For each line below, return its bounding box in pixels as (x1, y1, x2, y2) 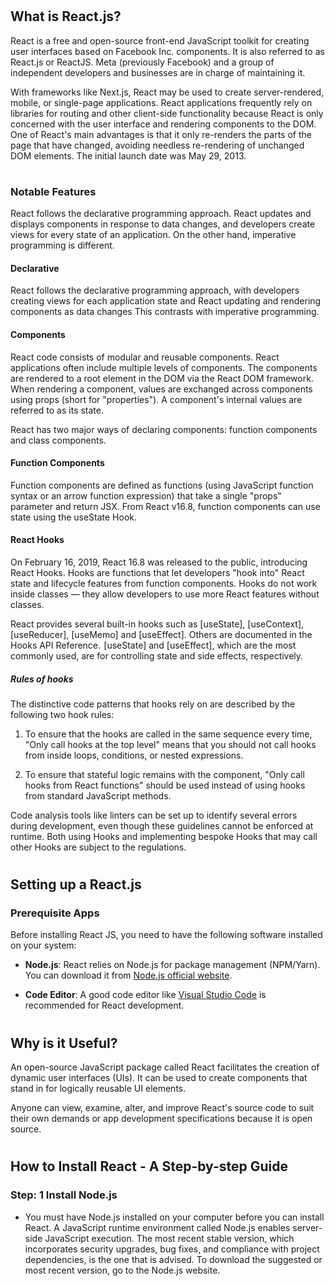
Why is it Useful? (10, 1034, 118, 1052)
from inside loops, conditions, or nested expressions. (24, 749, 244, 761)
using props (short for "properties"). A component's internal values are (10, 393, 303, 405)
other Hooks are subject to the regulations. (10, 841, 187, 853)
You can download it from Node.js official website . (24, 969, 233, 982)
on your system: (10, 939, 77, 952)
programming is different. (10, 239, 115, 252)
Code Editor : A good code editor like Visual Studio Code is (24, 989, 267, 1001)
